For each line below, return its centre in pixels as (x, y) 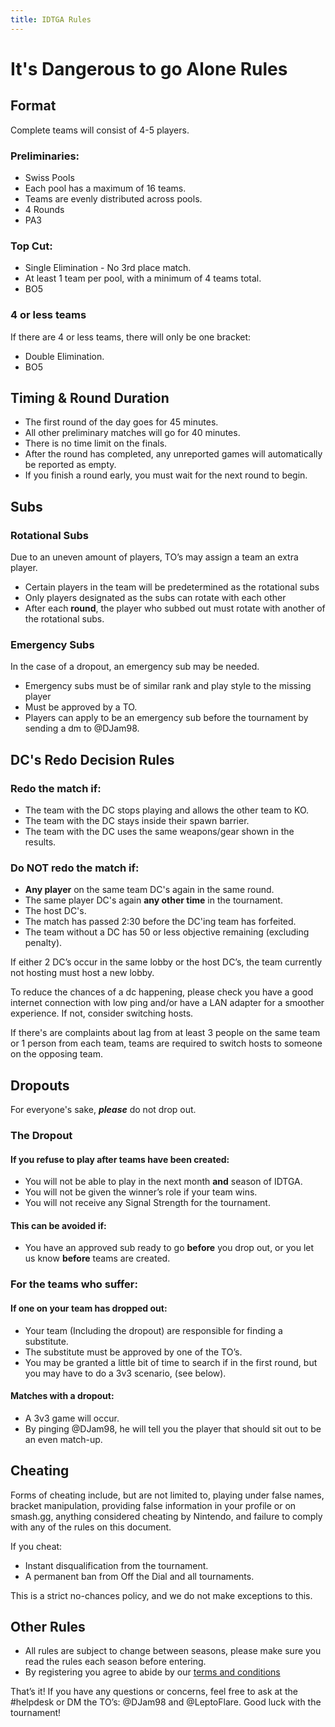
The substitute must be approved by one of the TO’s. (133, 1352)
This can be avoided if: (58, 1225)
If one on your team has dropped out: (89, 1308)
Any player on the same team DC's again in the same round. (149, 890)
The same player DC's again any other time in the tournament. (153, 900)
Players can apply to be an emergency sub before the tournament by (166, 718)
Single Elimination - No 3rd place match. (108, 268)
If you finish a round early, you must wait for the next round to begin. (166, 475)
